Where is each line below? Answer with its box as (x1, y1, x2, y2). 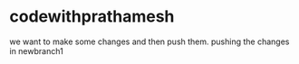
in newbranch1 (9, 45, 63, 56)
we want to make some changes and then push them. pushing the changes (9, 36, 290, 47)
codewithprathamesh (9, 6, 175, 27)
